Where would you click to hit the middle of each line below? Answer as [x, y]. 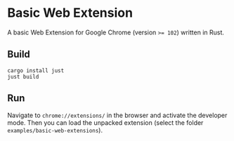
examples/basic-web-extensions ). [55, 130]
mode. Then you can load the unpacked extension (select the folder [105, 122]
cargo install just [36, 70]
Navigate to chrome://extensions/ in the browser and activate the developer [117, 115]
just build [23, 76]
